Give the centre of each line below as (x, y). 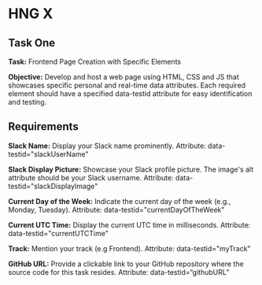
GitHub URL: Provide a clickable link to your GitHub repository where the (126, 264)
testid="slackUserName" (48, 154)
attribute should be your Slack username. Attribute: (91, 177)
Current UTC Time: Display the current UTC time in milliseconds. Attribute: (129, 224)
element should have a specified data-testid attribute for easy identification (130, 94)
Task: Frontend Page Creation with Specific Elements (95, 61)
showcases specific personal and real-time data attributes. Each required (127, 85)
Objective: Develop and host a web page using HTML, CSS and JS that (124, 77)
